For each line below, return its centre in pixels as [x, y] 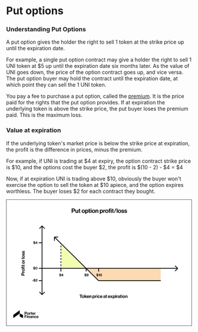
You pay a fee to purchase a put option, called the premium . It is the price [95, 96]
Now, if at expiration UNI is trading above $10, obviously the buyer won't [94, 179]
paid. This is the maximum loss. [44, 115]
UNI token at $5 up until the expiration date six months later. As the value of [98, 66]
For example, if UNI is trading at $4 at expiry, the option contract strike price [99, 161]
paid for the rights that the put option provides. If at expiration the [85, 103]
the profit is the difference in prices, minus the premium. [74, 149]
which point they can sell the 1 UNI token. [56, 85]
